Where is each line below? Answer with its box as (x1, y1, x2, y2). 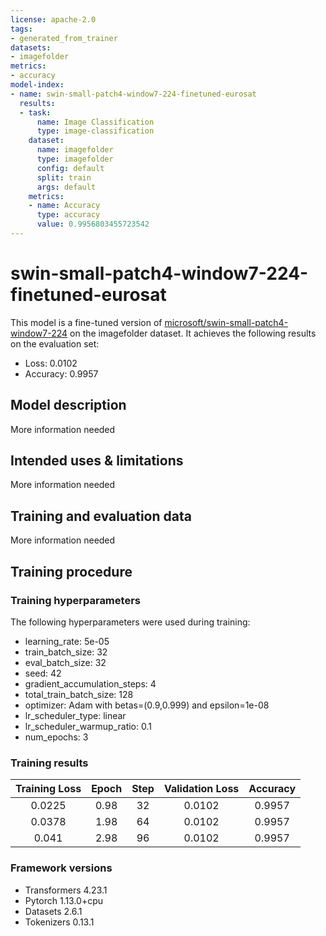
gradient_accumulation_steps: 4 (24, 677, 157, 690)
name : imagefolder (36, 145, 114, 155)
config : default (36, 163, 105, 173)
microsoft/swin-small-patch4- (164, 316, 289, 328)
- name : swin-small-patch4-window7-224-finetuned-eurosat (10, 89, 257, 99)
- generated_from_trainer (10, 33, 118, 43)
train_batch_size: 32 (24, 646, 108, 658)
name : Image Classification (36, 117, 155, 127)
